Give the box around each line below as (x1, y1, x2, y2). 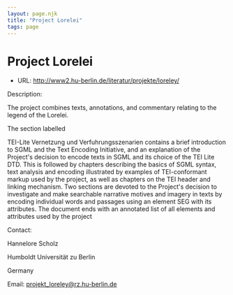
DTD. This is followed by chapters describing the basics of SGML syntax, (7, 160, 217, 168)
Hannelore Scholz (7, 239, 59, 248)
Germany (7, 266, 34, 275)
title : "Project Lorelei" (7, 17, 82, 24)
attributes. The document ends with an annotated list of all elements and (7, 205, 216, 213)
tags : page (7, 23, 39, 30)
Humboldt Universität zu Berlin (7, 253, 96, 261)
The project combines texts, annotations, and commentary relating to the (7, 103, 217, 112)
